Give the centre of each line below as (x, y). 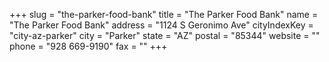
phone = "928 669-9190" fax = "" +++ (88, 46)
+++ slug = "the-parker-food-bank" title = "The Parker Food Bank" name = (164, 14)
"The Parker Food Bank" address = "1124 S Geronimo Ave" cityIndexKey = (161, 25)
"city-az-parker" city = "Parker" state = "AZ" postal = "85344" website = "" (165, 35)
